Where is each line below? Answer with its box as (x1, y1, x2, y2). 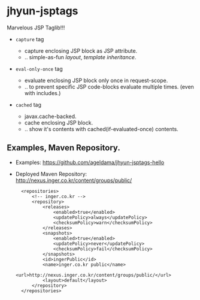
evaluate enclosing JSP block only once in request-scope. (24, 77, 168, 84)
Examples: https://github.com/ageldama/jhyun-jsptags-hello (15, 159, 165, 166)
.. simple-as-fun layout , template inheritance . (24, 53, 137, 60)
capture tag (15, 35, 44, 43)
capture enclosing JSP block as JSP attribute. (24, 47, 138, 54)
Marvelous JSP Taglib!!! (7, 24, 65, 31)
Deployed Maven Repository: (15, 170, 87, 177)
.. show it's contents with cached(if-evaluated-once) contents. (24, 125, 178, 132)
